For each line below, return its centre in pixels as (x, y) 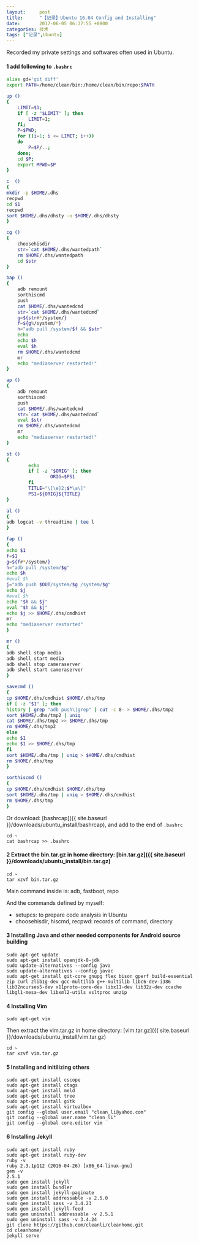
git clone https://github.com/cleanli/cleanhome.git (75, 1225)
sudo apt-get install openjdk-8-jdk (53, 960)
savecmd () (20, 687)
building (17, 942)
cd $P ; (26, 159)
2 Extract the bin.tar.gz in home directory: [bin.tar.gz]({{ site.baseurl (96, 855)
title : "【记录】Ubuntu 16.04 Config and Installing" (81, 18)
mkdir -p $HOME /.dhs (33, 193)
